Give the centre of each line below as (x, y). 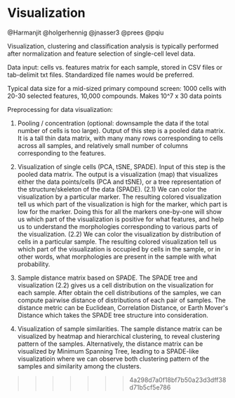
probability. (34, 264)
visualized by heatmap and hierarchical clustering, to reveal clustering (119, 336)
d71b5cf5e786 (150, 387)
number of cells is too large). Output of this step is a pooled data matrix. (121, 130)
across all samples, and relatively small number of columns (102, 145)
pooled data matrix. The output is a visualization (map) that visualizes (118, 174)
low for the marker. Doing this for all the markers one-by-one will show (120, 211)
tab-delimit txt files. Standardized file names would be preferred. (101, 75)
